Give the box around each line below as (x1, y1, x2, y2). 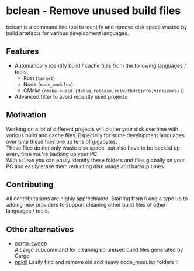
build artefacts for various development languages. (6, 29, 129, 36)
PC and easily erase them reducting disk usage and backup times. (6, 162, 165, 170)
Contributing (6, 179, 54, 189)
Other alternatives (6, 224, 74, 234)
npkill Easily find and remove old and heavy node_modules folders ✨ (14, 259, 180, 266)
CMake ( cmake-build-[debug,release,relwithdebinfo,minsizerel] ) (23, 86, 185, 94)
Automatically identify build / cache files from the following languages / (14, 62, 186, 69)
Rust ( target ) (23, 74, 56, 81)
